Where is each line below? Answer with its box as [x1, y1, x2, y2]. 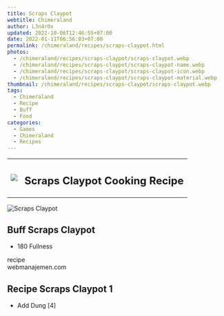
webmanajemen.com [7, 263, 67, 271]
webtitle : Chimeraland [7, 17, 72, 23]
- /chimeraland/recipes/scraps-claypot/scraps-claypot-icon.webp [13, 68, 205, 75]
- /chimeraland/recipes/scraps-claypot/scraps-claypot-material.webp [13, 74, 217, 81]
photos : [7, 49, 30, 56]
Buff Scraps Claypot [7, 224, 95, 236]
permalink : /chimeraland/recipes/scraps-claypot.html [7, 42, 165, 49]
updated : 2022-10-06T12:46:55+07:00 [7, 29, 112, 37]
